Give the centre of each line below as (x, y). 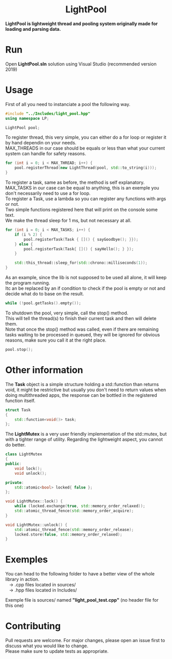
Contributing (33, 626)
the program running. (28, 283)
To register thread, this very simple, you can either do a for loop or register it (86, 137)
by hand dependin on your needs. (41, 143)
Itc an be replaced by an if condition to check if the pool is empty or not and (85, 288)
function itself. (20, 400)
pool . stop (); (19, 349)
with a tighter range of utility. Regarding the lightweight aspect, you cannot (84, 439)
